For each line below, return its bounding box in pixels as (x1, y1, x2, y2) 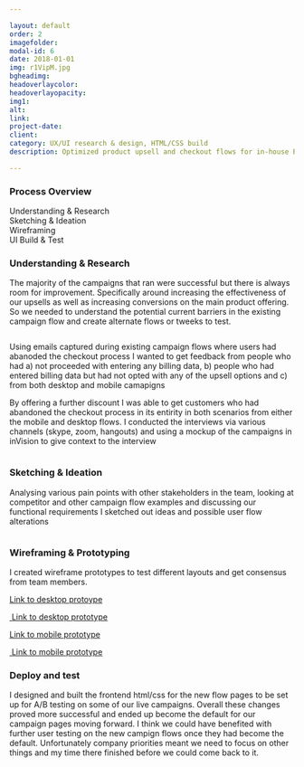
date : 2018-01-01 (9, 55, 75, 64)
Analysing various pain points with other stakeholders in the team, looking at (9, 487, 294, 497)
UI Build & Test (9, 234, 64, 245)
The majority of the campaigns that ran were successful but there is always (9, 278, 291, 289)
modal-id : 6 (9, 46, 54, 55)
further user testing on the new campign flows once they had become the (9, 728, 285, 739)
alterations (9, 516, 50, 526)
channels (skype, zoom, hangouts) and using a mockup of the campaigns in (9, 426, 292, 437)
